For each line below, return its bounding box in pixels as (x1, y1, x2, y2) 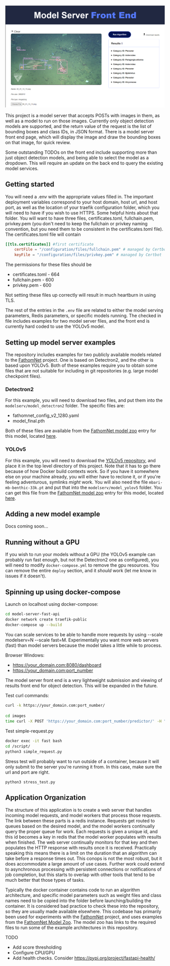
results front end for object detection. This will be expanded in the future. (5, 682, 158, 688)
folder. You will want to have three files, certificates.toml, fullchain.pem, (5, 215, 154, 221)
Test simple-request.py (5, 728, 54, 734)
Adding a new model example (5, 509, 100, 518)
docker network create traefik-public (5, 617, 87, 622)
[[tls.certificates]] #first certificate (5, 241, 94, 247)
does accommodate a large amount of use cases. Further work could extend (5, 860, 165, 867)
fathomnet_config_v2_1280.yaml (12, 412, 79, 419)
